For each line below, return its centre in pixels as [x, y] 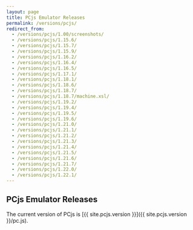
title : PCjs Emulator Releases [46, 18]
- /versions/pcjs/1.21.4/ [44, 147]
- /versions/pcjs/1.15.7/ [44, 46]
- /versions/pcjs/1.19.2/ [44, 102]
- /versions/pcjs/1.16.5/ [44, 68]
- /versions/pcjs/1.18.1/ [44, 79]
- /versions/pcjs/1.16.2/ [44, 57]
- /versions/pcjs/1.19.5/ [44, 113]
